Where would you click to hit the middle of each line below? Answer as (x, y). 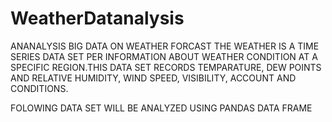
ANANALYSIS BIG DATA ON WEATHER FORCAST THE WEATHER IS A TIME (165, 46)
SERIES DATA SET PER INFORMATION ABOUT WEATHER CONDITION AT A (164, 56)
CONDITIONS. (39, 88)
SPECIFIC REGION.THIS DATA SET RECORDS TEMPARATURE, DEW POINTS (166, 67)
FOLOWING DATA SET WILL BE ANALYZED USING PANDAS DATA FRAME (161, 108)
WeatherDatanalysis (97, 18)
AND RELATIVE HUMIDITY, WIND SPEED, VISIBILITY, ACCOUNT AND (153, 78)
